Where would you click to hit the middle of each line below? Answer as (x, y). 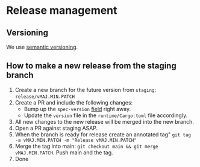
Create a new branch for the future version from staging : (86, 90)
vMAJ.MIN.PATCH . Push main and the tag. (64, 152)
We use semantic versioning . (42, 47)
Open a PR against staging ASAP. (56, 128)
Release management (62, 11)
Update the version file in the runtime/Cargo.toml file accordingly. (106, 115)
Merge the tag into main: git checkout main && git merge (86, 146)
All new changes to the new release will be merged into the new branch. (104, 121)
